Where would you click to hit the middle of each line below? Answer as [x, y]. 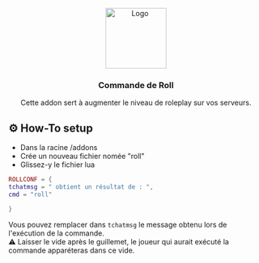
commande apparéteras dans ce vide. [72, 250]
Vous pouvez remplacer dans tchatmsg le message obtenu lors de [118, 224]
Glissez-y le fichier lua [57, 165]
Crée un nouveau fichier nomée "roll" [82, 157]
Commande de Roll [136, 85]
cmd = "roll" [30, 194]
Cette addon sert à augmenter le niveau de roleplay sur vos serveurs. [136, 102]
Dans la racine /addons [59, 148]
